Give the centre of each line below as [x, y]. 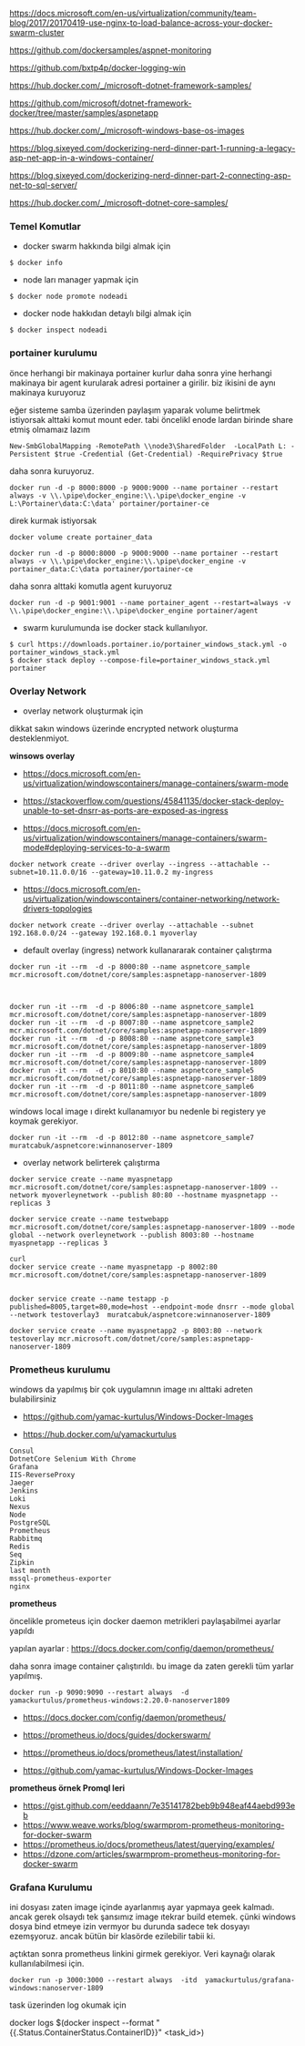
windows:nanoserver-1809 [56, 1989]
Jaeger [22, 1483]
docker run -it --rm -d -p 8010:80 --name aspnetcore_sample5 [132, 1070]
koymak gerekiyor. [44, 1121]
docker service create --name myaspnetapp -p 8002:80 [114, 1267]
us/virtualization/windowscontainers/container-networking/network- [151, 899]
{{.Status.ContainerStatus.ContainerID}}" [86, 2032]
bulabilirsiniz [33, 1399]
